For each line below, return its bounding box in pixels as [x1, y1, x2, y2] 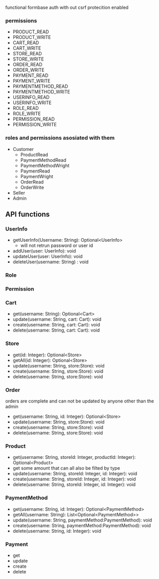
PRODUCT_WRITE [12, 34, 51, 41]
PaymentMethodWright [20, 162, 70, 168]
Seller [12, 189, 26, 196]
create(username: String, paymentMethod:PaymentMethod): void [12, 522, 151, 528]
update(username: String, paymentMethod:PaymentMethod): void [12, 517, 152, 523]
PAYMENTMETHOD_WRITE [12, 89, 70, 95]
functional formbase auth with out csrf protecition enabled [5, 5, 129, 10]
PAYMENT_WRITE [12, 78, 51, 84]
